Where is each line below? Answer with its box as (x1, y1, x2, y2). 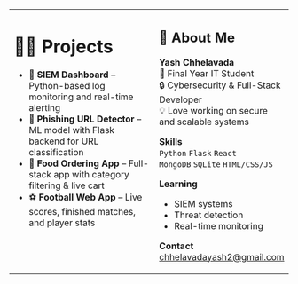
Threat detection (174, 209, 244, 221)
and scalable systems (159, 115, 250, 128)
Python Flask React (159, 148, 237, 158)
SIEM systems (174, 197, 233, 209)
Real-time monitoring (174, 219, 263, 232)
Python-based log (28, 80, 106, 92)
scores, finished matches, (28, 206, 136, 218)
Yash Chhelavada (159, 56, 235, 68)
